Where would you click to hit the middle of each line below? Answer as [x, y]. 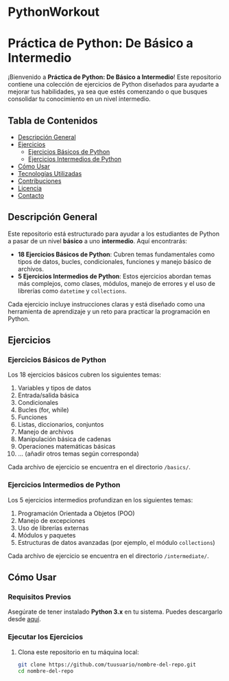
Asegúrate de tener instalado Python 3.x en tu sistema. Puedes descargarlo [115, 612]
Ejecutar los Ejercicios [46, 637]
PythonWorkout [54, 12]
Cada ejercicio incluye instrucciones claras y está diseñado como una [106, 304]
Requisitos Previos [39, 597]
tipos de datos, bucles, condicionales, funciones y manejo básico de [114, 261]
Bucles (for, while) [43, 410]
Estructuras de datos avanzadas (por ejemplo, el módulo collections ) [116, 542]
